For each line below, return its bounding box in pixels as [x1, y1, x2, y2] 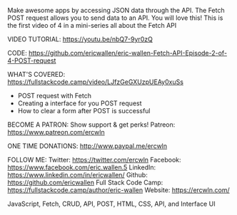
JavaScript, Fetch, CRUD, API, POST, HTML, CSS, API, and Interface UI [7, 199, 216, 208]
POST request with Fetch [17, 92, 91, 100]
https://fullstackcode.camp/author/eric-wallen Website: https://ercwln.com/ [7, 186, 230, 194]
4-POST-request [7, 56, 56, 65]
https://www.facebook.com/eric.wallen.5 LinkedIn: [7, 163, 156, 172]
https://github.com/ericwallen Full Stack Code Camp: [7, 178, 163, 187]
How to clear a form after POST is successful [17, 107, 151, 115]
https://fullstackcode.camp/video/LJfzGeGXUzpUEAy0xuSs [7, 78, 184, 86]
